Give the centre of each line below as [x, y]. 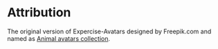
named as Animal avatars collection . [59, 38]
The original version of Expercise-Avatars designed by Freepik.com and [109, 31]
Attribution [39, 13]
